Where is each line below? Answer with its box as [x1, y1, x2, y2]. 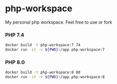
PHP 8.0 [5, 58, 25, 65]
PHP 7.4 [5, 31, 25, 38]
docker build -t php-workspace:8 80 [5, 70, 80, 75]
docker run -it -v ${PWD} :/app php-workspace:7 [5, 47, 105, 52]
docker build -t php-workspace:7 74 [5, 43, 80, 48]
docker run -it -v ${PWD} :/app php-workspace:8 [5, 75, 105, 80]
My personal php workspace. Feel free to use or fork [5, 19, 113, 25]
